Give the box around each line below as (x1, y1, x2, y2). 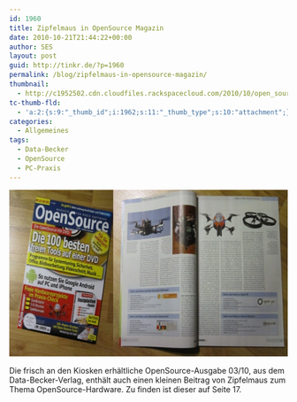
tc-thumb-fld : (9, 98, 62, 107)
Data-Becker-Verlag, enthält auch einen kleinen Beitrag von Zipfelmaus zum (9, 375, 286, 385)
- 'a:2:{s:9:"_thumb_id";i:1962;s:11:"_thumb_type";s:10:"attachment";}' (17, 107, 294, 117)
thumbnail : (9, 80, 49, 89)
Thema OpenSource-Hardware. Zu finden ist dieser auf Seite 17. (9, 383, 242, 394)
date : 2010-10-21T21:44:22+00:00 (9, 33, 133, 42)
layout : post (9, 51, 57, 61)
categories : (9, 117, 53, 126)
